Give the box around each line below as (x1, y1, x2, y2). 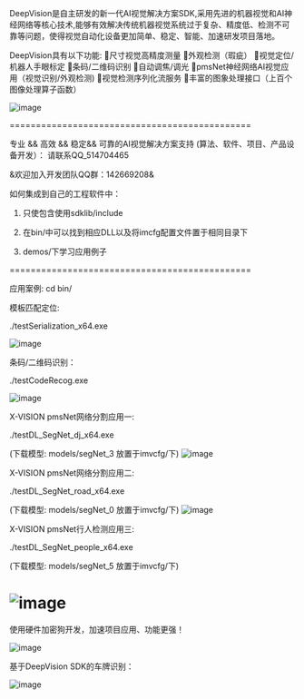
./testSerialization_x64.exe (9, 320, 109, 331)
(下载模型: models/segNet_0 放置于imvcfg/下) (9, 505, 180, 515)
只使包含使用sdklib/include (22, 208, 123, 218)
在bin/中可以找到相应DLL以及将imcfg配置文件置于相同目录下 (22, 227, 249, 238)
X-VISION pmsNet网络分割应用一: (9, 411, 134, 422)
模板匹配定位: (9, 302, 61, 313)
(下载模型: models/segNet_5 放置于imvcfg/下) (9, 561, 180, 571)
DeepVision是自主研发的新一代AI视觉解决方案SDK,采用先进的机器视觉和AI (9, 8, 285, 18)
